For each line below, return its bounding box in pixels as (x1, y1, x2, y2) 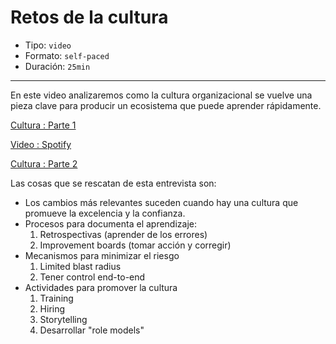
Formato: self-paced (24, 49, 110, 61)
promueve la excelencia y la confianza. (24, 207, 186, 219)
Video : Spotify (10, 138, 72, 150)
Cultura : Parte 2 (10, 157, 78, 170)
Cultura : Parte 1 (10, 119, 77, 131)
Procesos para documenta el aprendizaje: (24, 217, 198, 230)
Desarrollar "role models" (39, 324, 145, 336)
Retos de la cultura (10, 6, 169, 29)
